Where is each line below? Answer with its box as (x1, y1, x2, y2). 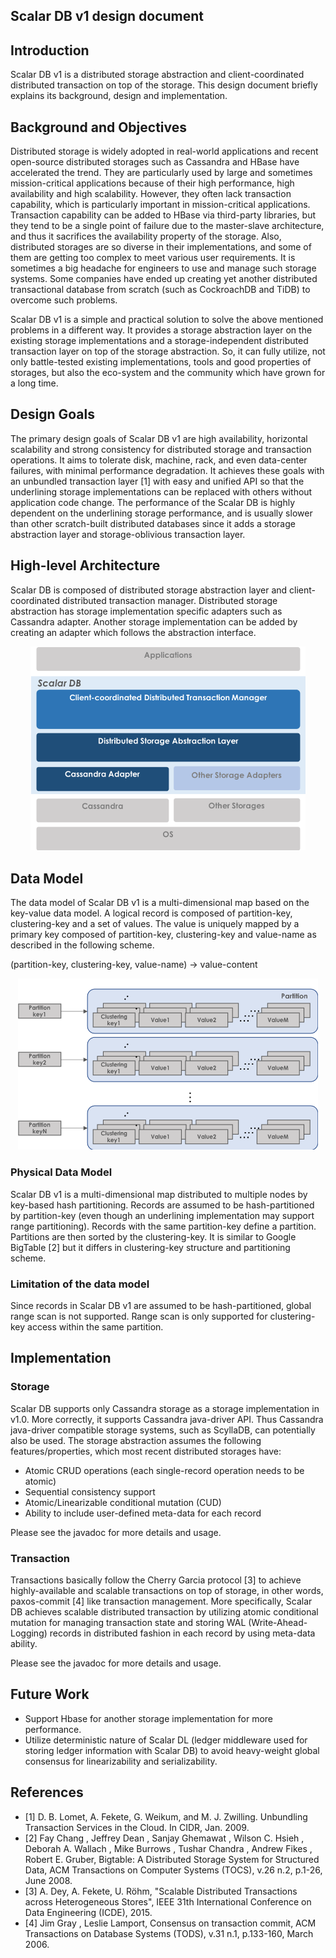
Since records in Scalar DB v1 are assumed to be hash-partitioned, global (10, 1299, 312, 1311)
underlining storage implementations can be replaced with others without (10, 485, 313, 498)
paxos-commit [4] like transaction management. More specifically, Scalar (10, 1595, 313, 1607)
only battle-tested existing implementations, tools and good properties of (10, 356, 312, 368)
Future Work (10, 1686, 90, 1703)
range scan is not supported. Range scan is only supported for (10, 1310, 268, 1322)
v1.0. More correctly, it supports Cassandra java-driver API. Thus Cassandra (10, 1413, 324, 1425)
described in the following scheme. (10, 939, 155, 951)
